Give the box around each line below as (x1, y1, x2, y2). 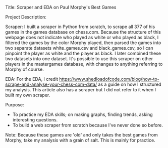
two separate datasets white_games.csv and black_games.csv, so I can (5, 45, 154, 51)
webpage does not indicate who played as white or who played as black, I (5, 35, 159, 40)
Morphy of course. (5, 66, 44, 72)
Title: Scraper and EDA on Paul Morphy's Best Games (5, 5, 117, 10)
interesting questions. (12, 117, 58, 122)
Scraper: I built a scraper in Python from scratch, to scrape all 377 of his (5, 24, 155, 30)
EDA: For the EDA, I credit (5, 76, 59, 82)
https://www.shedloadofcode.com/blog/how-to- (59, 76, 160, 82)
